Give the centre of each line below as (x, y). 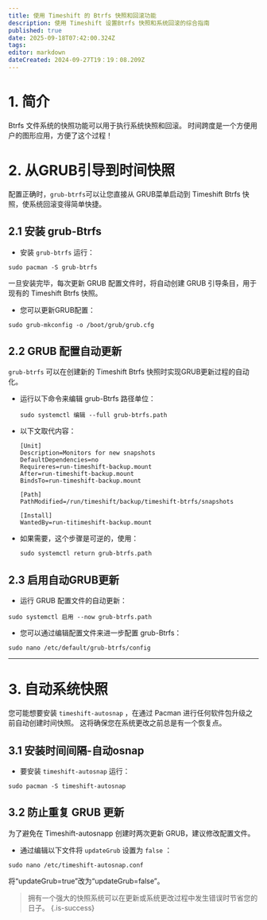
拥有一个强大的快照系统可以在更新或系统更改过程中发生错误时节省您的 (143, 898)
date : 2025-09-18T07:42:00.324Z (62, 38)
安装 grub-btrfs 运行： (57, 252)
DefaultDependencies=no (59, 460)
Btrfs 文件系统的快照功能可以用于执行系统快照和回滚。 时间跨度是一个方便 (130, 125)
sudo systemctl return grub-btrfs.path (86, 554)
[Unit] (31, 446)
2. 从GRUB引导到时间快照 (92, 170)
